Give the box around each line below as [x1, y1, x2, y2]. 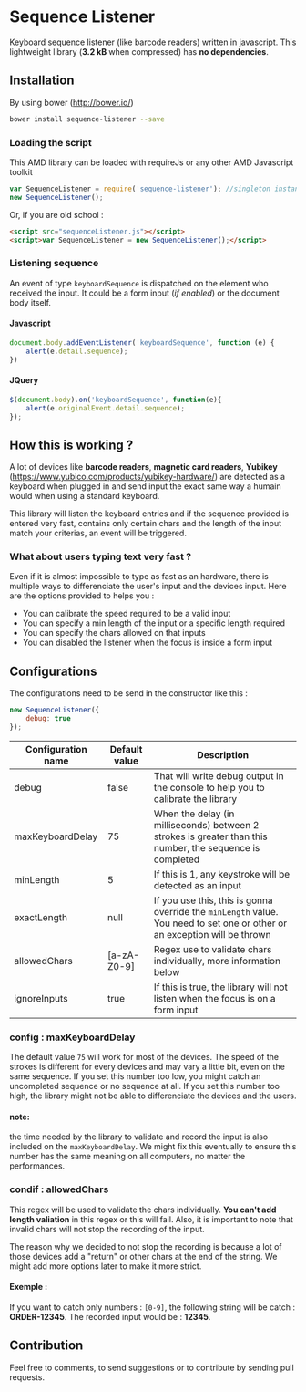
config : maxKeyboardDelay [9, 1031, 136, 1044]
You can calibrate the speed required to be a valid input [22, 608, 231, 619]
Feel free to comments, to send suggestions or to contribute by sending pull [9, 1362, 294, 1373]
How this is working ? [9, 437, 134, 452]
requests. [9, 1371, 46, 1383]
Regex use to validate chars [153, 942, 272, 955]
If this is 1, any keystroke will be [153, 867, 291, 880]
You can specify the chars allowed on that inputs [22, 628, 207, 639]
